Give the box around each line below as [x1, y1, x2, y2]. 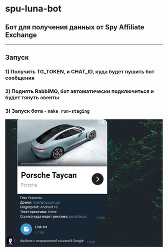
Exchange [5, 30, 37, 39]
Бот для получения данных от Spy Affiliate [5, 23, 144, 31]
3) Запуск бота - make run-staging [5, 108, 90, 115]
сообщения [5, 74, 35, 81]
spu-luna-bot [5, 3, 61, 14]
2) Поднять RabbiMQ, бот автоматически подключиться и [5, 88, 154, 95]
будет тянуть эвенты [5, 94, 59, 101]
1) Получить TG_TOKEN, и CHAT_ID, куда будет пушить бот [5, 68, 155, 75]
